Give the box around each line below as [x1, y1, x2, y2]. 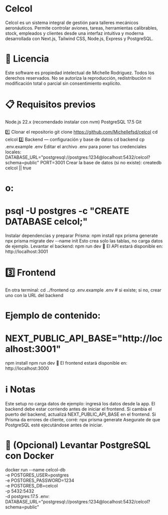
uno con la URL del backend [5, 292, 64, 298]
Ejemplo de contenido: [5, 310, 101, 321]
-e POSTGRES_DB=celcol [5, 482, 58, 488]
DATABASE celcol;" [5, 216, 88, 227]
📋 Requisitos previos [5, 99, 96, 110]
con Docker [5, 450, 54, 461]
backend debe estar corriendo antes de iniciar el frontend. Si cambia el [5, 406, 152, 412]
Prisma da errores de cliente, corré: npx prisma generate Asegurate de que [5, 416, 160, 422]
